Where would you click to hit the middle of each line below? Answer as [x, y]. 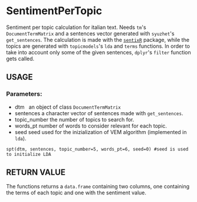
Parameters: [24, 94]
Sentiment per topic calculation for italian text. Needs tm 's [76, 27]
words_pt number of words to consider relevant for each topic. [91, 126]
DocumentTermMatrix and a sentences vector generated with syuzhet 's [91, 33]
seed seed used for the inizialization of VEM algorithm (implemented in [101, 132]
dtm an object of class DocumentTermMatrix [68, 107]
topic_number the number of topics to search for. [74, 119]
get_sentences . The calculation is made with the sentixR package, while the [98, 40]
